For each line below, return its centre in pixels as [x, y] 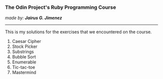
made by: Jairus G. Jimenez [33, 18]
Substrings [23, 52]
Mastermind [24, 73]
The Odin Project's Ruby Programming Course [61, 7]
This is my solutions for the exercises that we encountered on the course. [78, 32]
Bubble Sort [24, 57]
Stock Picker [25, 47]
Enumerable [24, 62]
